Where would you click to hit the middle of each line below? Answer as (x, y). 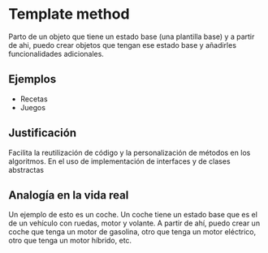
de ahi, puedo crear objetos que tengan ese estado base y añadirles (123, 45)
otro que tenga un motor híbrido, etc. (70, 241)
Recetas (34, 99)
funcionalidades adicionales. (56, 54)
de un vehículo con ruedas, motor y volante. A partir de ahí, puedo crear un (134, 223)
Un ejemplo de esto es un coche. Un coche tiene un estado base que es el (133, 215)
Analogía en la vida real (69, 195)
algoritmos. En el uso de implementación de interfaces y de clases (119, 161)
